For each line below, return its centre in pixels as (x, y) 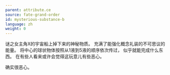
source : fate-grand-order (32, 15)
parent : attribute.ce (28, 10)
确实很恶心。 (19, 67)
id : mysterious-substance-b (35, 19)
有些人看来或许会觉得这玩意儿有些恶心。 (62, 57)
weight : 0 (16, 29)
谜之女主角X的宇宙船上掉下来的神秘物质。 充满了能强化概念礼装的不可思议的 (85, 44)
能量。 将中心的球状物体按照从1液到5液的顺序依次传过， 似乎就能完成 (78, 50)
